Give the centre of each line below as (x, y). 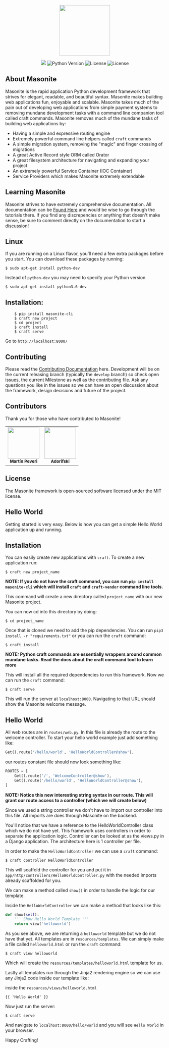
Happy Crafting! (22, 1040)
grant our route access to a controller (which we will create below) (76, 800)
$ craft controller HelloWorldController (49, 860)
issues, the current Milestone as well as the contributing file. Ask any (77, 380)
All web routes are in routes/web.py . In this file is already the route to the (80, 732)
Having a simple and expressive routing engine (61, 133)
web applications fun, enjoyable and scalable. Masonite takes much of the (82, 102)
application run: (21, 563)
